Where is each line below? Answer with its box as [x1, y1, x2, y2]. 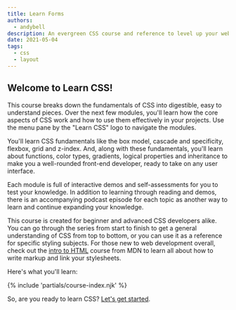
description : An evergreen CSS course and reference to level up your [7, 30, 218, 37]
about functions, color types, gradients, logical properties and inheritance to [7, 152, 228, 160]
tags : [7, 43, 23, 50]
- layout [13, 56, 39, 63]
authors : [7, 17, 33, 24]
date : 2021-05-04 [7, 37, 58, 44]
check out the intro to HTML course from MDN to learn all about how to [7, 246, 214, 254]
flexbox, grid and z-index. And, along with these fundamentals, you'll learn [7, 144, 223, 153]
